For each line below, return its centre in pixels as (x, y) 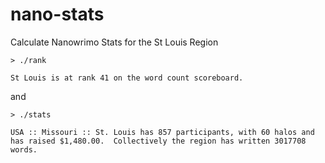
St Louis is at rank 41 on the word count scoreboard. (127, 78)
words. (24, 149)
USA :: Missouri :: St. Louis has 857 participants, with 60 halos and (162, 132)
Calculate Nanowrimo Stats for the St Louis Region (114, 42)
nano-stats (57, 14)
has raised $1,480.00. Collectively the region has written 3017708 (158, 141)
